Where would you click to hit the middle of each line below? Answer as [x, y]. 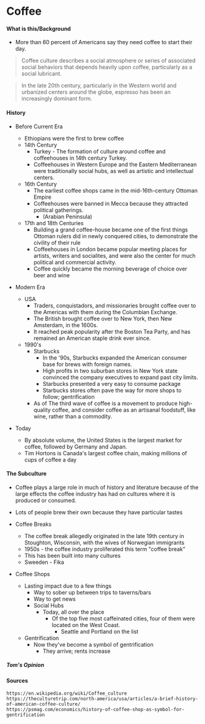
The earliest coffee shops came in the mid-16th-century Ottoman [115, 190]
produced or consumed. [46, 500]
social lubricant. [42, 74]
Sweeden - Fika [44, 562]
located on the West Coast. [86, 625]
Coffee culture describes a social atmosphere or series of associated [108, 61]
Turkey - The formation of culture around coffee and [99, 151]
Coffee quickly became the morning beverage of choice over [110, 269]
